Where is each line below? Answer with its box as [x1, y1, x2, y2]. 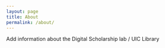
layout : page [6, 8, 39, 15]
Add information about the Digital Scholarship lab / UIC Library [6, 36, 160, 43]
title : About [6, 14, 39, 20]
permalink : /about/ [6, 19, 55, 25]
